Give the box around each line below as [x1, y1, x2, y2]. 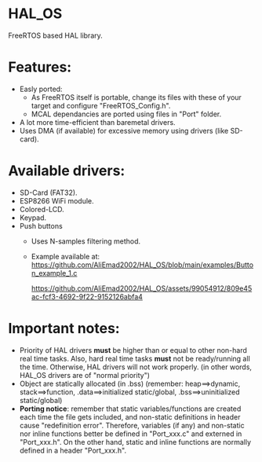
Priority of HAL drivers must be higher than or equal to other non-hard [19, 345, 247, 354]
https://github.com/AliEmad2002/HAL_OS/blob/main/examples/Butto [31, 260, 253, 269]
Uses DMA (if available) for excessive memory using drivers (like [19, 126, 229, 135]
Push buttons [19, 221, 63, 230]
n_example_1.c [31, 268, 78, 277]
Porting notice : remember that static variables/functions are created [19, 404, 242, 413]
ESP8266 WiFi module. [19, 196, 94, 205]
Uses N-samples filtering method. [31, 236, 141, 246]
